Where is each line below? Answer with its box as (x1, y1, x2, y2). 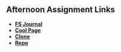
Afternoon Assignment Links (6, 5, 115, 15)
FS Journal (14, 20, 43, 27)
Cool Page (14, 27, 41, 34)
